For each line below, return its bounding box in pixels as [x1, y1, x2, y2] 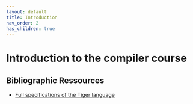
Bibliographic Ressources [6, 75, 105, 85]
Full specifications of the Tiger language [14, 91, 115, 99]
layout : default [6, 8, 47, 15]
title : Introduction [6, 14, 58, 20]
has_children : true [6, 25, 55, 32]
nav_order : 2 [6, 20, 39, 26]
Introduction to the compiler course [6, 52, 188, 65]
